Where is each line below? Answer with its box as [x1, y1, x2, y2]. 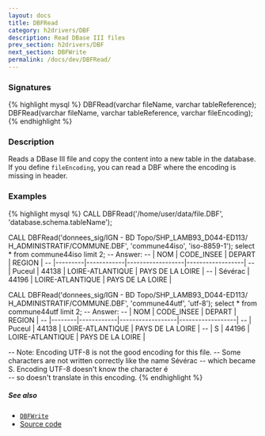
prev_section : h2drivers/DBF [8, 41, 104, 49]
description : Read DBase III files [8, 33, 126, 42]
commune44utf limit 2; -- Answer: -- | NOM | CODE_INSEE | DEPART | [8, 306, 237, 317]
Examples [8, 191, 47, 202]
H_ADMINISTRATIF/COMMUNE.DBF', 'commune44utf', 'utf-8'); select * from [8, 298, 257, 308]
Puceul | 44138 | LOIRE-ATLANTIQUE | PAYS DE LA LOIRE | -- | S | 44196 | [8, 324, 251, 333]
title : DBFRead [8, 19, 59, 27]
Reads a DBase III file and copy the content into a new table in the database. [8, 154, 256, 164]
